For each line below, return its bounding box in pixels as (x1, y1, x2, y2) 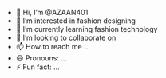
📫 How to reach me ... (15, 42, 90, 51)
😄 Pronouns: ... (15, 53, 68, 63)
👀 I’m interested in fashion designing (15, 16, 136, 25)
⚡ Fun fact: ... (15, 62, 60, 72)
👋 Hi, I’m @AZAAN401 (15, 8, 89, 17)
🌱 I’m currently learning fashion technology (15, 25, 158, 33)
